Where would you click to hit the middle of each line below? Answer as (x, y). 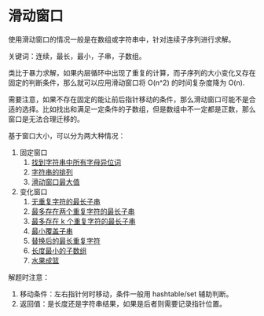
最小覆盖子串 (52, 231)
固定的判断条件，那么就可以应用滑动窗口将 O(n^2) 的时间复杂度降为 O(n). (126, 83)
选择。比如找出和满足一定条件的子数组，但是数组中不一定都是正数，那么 (139, 109)
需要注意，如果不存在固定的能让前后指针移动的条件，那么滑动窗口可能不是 (128, 99)
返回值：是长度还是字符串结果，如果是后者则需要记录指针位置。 (123, 303)
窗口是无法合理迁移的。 (46, 119)
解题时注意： (29, 277)
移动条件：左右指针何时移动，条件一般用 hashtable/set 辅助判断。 (126, 294)
